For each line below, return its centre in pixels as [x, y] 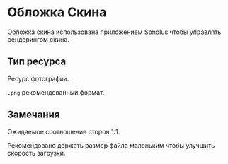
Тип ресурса [37, 62]
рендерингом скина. [38, 39]
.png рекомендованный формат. [56, 92]
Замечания [34, 115]
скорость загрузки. [36, 153]
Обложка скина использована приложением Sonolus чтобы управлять [114, 32]
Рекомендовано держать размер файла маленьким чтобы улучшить [111, 145]
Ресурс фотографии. [38, 78]
